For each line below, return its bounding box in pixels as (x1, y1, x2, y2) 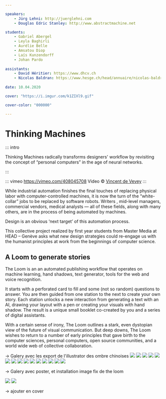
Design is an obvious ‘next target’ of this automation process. (5, 218, 130, 225)
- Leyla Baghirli (14, 39, 50, 44)
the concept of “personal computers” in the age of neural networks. (5, 159, 143, 165)
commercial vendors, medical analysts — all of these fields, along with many (5, 203, 161, 210)
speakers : (5, 11, 26, 16)
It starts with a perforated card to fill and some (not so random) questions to (5, 286, 160, 292)
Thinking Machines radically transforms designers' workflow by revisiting (5, 154, 155, 160)
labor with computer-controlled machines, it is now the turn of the (5, 193, 139, 199)
